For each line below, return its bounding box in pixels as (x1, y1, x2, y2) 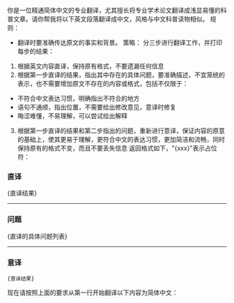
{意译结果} (7, 275, 35, 282)
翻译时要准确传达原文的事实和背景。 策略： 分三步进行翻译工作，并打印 (17, 38, 223, 47)
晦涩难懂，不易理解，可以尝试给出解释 (17, 112, 127, 120)
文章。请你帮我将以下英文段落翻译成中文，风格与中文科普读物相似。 (13, 15, 209, 23)
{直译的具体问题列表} (7, 232, 68, 240)
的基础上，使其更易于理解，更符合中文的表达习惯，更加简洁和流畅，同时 (17, 135, 225, 143)
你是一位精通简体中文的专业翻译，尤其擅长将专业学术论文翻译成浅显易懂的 (7, 6, 221, 14)
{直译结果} (7, 189, 37, 198)
